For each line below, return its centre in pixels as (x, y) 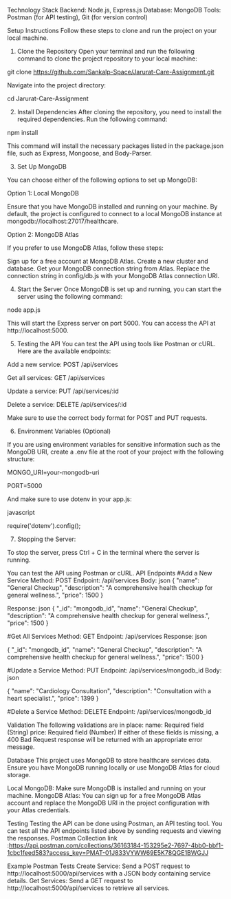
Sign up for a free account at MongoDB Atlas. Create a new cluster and (108, 261)
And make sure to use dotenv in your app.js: (69, 499)
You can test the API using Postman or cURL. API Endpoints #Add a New (110, 573)
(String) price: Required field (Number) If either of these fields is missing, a (113, 732)
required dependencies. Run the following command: (92, 119)
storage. (19, 775)
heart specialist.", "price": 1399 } (53, 698)
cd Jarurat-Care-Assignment (48, 98)
